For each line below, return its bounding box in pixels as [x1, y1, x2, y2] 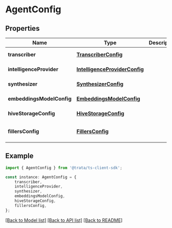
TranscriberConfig [76, 51, 123, 58]
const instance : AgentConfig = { [5, 174, 77, 180]
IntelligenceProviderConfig [76, 66, 144, 73]
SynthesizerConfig [76, 80, 124, 88]
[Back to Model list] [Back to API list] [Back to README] [5, 217, 123, 223]
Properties [5, 24, 40, 33]
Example [5, 152, 34, 160]
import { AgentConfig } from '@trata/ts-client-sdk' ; [5, 165, 123, 170]
